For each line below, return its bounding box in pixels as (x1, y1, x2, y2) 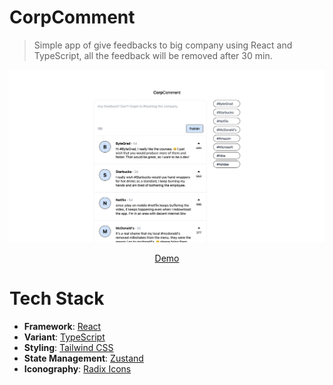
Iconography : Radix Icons (23, 362, 132, 375)
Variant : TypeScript (23, 331, 106, 343)
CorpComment (9, 6, 136, 29)
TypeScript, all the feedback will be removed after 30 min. (33, 49, 273, 61)
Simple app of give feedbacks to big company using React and (33, 39, 293, 51)
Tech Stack (9, 287, 105, 310)
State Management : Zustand (23, 352, 144, 364)
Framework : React (23, 320, 102, 332)
